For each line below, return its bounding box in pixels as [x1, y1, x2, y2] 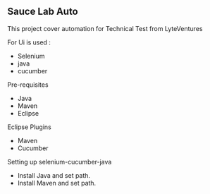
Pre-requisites [7, 80, 49, 89]
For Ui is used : [7, 38, 51, 47]
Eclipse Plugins [7, 123, 51, 131]
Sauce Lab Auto [7, 6, 79, 18]
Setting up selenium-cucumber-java [7, 157, 112, 166]
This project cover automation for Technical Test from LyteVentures [7, 24, 203, 32]
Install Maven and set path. [17, 178, 97, 187]
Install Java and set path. [17, 171, 90, 179]
